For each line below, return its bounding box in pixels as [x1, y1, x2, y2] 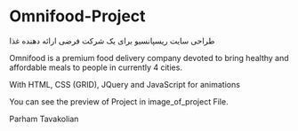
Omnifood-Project [9, 6, 146, 27]
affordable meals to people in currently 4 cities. [9, 62, 182, 73]
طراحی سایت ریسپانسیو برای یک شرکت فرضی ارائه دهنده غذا [9, 35, 215, 46]
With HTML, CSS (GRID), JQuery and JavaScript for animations [9, 79, 240, 89]
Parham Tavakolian [9, 113, 79, 124]
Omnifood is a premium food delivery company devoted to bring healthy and [9, 52, 289, 63]
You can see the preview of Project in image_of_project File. [9, 96, 229, 107]
